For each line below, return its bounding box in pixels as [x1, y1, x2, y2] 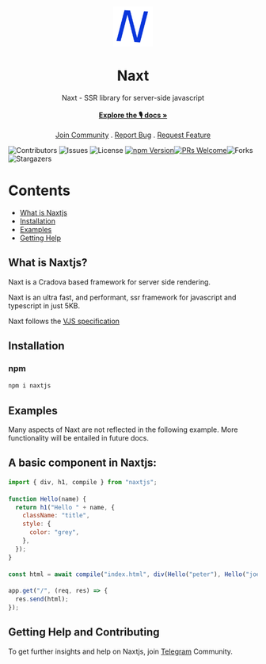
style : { [22, 520, 51, 529]
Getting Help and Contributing [8, 625, 160, 639]
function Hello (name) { [8, 494, 87, 503]
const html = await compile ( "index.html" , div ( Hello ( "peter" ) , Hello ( [8, 570, 246, 578]
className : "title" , [22, 512, 90, 520]
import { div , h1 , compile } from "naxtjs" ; [8, 478, 158, 486]
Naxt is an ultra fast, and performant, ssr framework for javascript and [8, 292, 237, 302]
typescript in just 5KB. [8, 300, 81, 311]
